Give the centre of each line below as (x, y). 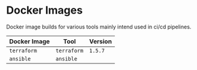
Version (100, 41)
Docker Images (44, 10)
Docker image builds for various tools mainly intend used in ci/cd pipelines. (99, 27)
